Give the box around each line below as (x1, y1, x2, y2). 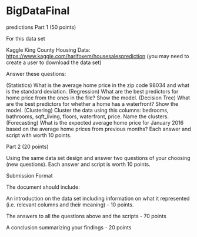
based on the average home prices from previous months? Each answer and (6, 125, 191, 132)
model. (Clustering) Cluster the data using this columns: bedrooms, (6, 106, 169, 114)
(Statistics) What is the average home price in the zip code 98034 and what (6, 81, 190, 89)
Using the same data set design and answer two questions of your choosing (6, 154, 191, 161)
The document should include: (6, 183, 81, 191)
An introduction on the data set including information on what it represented (6, 195, 190, 202)
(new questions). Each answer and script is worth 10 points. (6, 161, 151, 168)
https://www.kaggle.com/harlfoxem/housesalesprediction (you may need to (6, 52, 189, 59)
